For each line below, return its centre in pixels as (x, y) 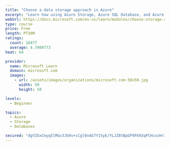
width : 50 (29, 85)
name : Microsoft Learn (34, 66)
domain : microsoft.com (34, 71)
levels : (13, 99)
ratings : (14, 38)
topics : (13, 112)
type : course (19, 24)
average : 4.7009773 (30, 47)
